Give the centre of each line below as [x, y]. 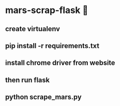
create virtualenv [33, 29]
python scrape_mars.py [43, 97]
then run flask [28, 80]
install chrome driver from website [60, 63]
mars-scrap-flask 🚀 [47, 10]
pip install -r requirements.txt [52, 45]
